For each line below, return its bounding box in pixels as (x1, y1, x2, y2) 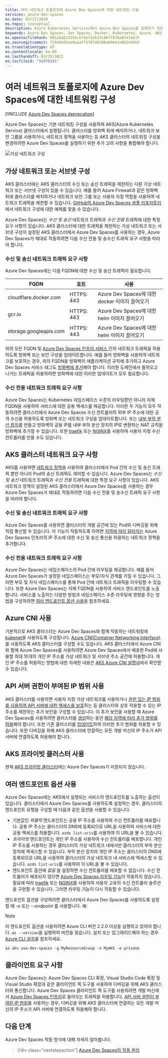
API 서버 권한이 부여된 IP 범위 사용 (5, 682, 104, 691)
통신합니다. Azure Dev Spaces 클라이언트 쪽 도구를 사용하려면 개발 (14, 987, 146, 993)
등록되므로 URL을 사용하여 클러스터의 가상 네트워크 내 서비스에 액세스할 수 (12, 855, 157, 861)
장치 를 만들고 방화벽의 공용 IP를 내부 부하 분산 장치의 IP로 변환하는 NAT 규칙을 (10, 421, 163, 428)
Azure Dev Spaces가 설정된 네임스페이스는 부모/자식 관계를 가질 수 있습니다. (5, 573, 156, 579)
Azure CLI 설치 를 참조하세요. (5, 936, 61, 942)
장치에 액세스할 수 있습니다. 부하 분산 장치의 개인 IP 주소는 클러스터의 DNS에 (12, 849, 161, 855)
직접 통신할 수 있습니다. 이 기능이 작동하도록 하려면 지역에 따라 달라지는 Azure (5, 528, 157, 534)
